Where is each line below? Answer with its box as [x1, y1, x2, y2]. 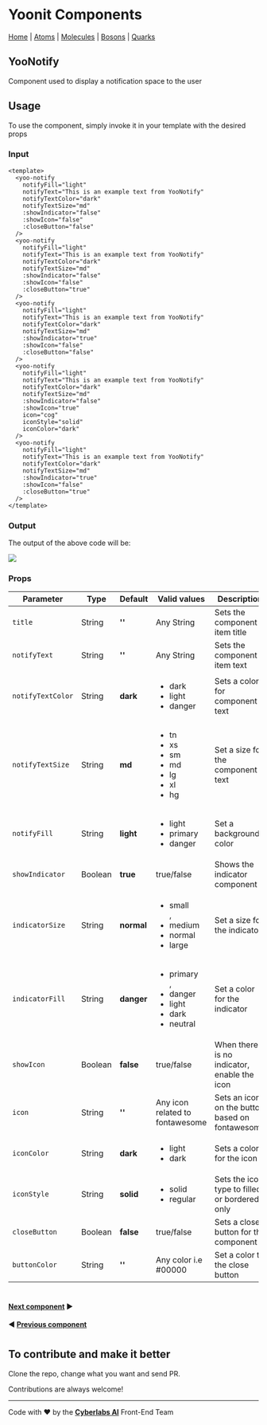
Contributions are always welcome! [8, 1384, 124, 1394]
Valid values [157, 594, 205, 605]
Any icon [156, 1097, 189, 1109]
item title [214, 627, 247, 638]
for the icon [214, 1153, 258, 1164]
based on [214, 1112, 250, 1123]
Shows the [214, 859, 254, 870]
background [214, 828, 260, 839]
